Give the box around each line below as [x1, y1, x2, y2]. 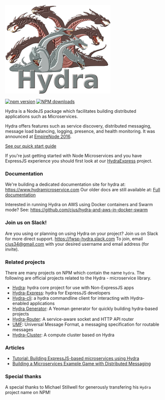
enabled [12, 300, 29, 306]
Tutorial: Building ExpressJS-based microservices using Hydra [12, 356, 139, 361]
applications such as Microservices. [5, 114, 78, 119]
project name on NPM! [5, 390, 51, 396]
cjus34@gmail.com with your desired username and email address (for [5, 241, 149, 247]
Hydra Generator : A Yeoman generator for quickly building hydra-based [12, 306, 158, 311]
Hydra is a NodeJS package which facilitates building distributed [5, 108, 136, 114]
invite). [5, 246, 19, 252]
